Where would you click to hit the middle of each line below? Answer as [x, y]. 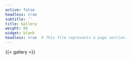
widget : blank [20, 33]
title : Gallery [21, 24]
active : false [20, 10]
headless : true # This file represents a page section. [66, 38]
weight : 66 [17, 28]
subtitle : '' [19, 19]
